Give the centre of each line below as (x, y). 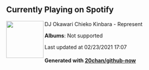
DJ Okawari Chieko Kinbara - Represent (94, 24)
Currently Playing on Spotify (60, 10)
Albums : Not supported (74, 36)
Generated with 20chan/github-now (90, 61)
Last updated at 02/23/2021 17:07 (86, 47)
